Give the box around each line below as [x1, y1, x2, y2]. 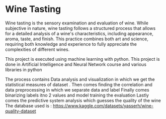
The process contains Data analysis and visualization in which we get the [5, 76, 155, 82]
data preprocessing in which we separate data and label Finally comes [5, 87, 150, 93]
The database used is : [5, 103, 52, 109]
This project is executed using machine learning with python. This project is [5, 56, 160, 62]
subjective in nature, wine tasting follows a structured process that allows [5, 25, 156, 31]
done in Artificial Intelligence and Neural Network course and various [5, 61, 147, 67]
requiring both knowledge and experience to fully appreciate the [5, 41, 137, 47]
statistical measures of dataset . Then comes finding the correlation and [5, 81, 153, 88]
